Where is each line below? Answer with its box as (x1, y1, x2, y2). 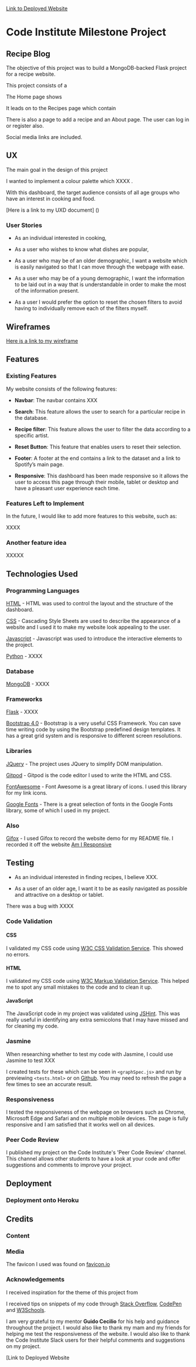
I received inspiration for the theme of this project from (6, 1288, 139, 1295)
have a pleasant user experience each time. (14, 484, 120, 491)
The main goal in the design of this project (6, 166, 108, 173)
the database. (14, 414, 48, 421)
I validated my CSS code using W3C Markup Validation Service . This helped (6, 978, 189, 985)
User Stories (6, 221, 43, 229)
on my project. (6, 1342, 41, 1349)
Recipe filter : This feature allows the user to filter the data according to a (14, 425, 191, 433)
